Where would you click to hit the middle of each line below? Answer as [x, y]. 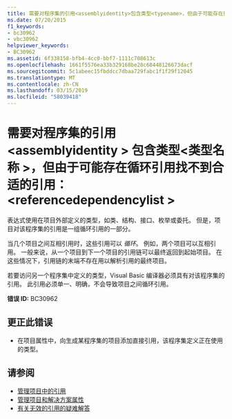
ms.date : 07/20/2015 [37, 20]
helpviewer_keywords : [38, 46]
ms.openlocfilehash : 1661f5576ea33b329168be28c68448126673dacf [100, 65]
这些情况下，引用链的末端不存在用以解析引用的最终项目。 [89, 260]
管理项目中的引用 [41, 391]
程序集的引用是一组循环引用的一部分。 [80, 228]
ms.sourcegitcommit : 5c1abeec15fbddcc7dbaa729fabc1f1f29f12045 [100, 71]
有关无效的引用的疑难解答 [54, 408]
